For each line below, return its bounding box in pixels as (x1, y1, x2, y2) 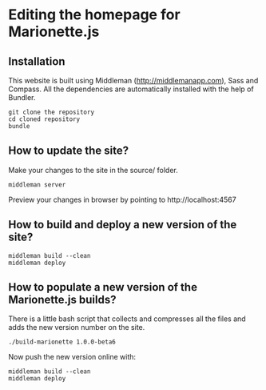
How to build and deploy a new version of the (8, 218, 237, 231)
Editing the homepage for (8, 6, 181, 24)
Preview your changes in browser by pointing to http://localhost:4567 (8, 195, 237, 204)
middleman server (8, 180, 66, 189)
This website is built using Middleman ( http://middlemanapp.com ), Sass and (8, 76, 259, 85)
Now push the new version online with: (8, 352, 137, 362)
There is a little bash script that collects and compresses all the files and (8, 314, 246, 324)
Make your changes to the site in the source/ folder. (8, 165, 178, 175)
